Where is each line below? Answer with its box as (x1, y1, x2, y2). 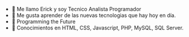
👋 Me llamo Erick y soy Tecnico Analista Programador (11, 6, 141, 12)
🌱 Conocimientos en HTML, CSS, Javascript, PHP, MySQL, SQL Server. (11, 24, 184, 31)
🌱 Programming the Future (11, 18, 76, 25)
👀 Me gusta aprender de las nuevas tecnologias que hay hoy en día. (11, 12, 176, 19)
